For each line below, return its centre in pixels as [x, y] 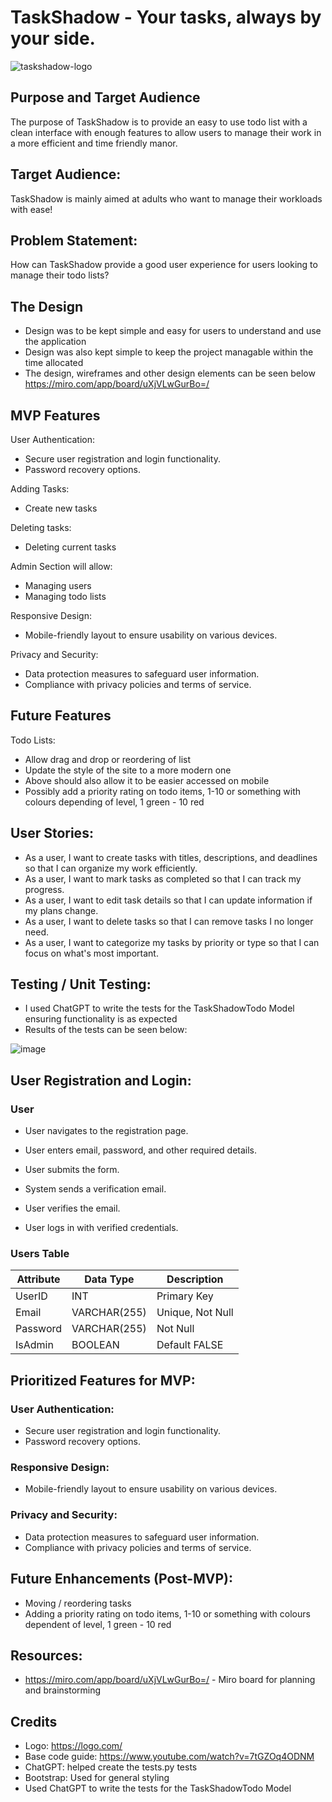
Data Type [109, 1279]
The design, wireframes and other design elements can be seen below [170, 373]
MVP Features [55, 415]
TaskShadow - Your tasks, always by [166, 17]
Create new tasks [61, 508]
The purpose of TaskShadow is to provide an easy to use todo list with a [159, 122]
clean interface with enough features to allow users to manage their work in [166, 132]
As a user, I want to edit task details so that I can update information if [168, 900]
